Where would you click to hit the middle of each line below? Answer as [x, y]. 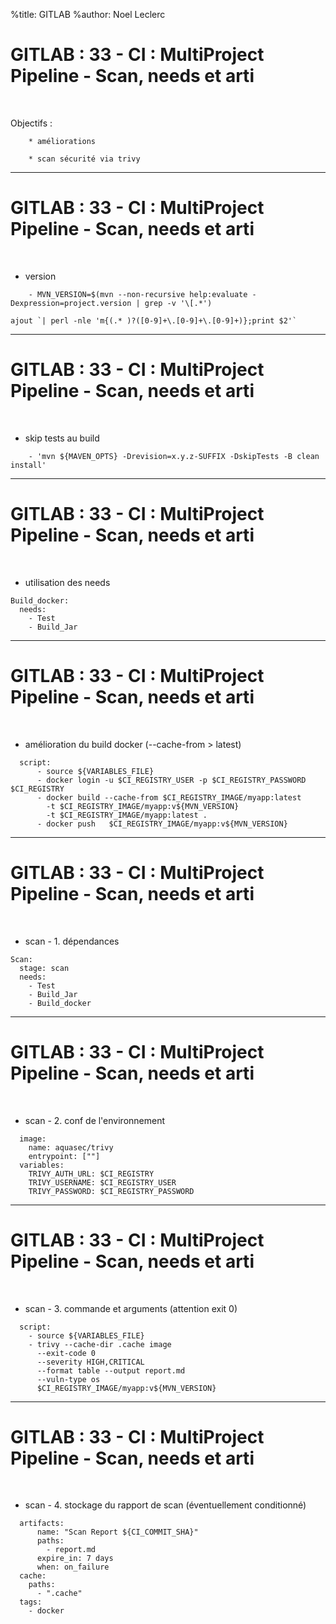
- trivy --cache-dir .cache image [100, 1344]
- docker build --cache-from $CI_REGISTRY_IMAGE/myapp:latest [169, 797]
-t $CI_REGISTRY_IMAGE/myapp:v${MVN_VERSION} [143, 806]
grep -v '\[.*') [178, 303]
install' [28, 465]
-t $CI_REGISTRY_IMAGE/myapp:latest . [127, 815]
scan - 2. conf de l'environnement [95, 1120]
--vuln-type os [68, 1379]
